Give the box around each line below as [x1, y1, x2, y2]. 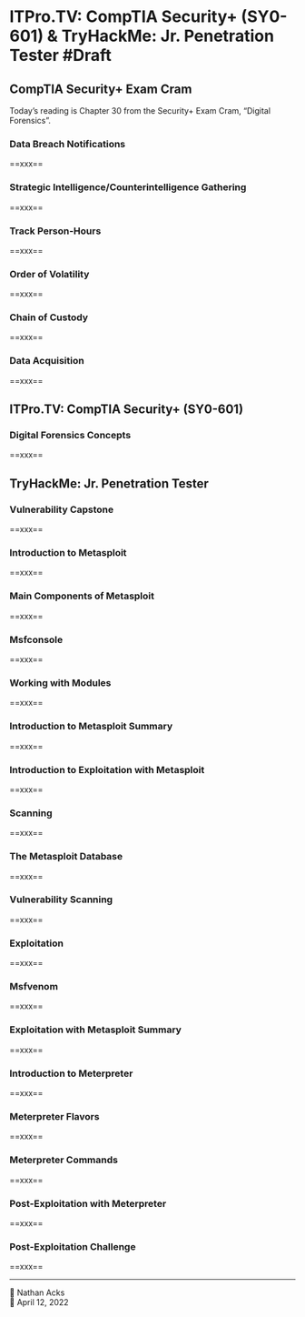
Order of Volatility [9, 267, 90, 280]
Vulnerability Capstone [9, 503, 114, 516]
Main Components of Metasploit [9, 589, 155, 602]
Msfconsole [9, 633, 64, 646]
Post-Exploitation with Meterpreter [9, 1197, 167, 1210]
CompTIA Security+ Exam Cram [9, 81, 192, 96]
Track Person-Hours [9, 225, 102, 237]
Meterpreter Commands [9, 1153, 118, 1166]
